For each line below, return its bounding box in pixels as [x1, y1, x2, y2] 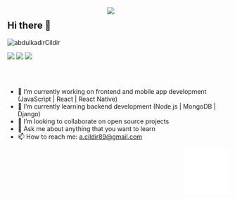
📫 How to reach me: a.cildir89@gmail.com [17, 132, 143, 141]
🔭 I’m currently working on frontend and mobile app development [17, 87, 207, 95]
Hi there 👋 [7, 20, 51, 32]
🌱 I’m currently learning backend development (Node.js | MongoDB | [17, 102, 216, 111]
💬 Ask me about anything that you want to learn [17, 124, 156, 132]
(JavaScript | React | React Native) [17, 95, 118, 103]
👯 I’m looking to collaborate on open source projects [17, 117, 170, 125]
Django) [17, 109, 41, 118]
